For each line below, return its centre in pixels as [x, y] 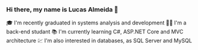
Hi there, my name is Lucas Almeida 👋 [62, 10]
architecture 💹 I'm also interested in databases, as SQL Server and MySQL [99, 40]
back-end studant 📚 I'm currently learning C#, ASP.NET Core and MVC [95, 32]
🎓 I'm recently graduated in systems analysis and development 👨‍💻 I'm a [96, 23]
